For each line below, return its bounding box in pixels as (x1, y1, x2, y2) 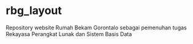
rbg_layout (6, 4, 62, 18)
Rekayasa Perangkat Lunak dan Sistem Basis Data (6, 30, 132, 37)
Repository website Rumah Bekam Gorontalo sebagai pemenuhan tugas (6, 24, 187, 31)
